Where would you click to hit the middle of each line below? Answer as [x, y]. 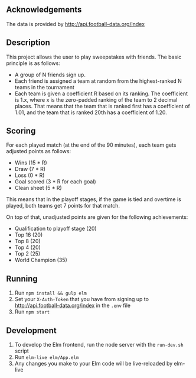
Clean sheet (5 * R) [38, 188]
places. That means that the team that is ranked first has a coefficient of [102, 106]
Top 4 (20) [28, 247]
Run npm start [32, 312]
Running [22, 278]
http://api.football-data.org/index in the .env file [73, 306]
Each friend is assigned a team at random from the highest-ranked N [98, 81]
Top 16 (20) [29, 235]
